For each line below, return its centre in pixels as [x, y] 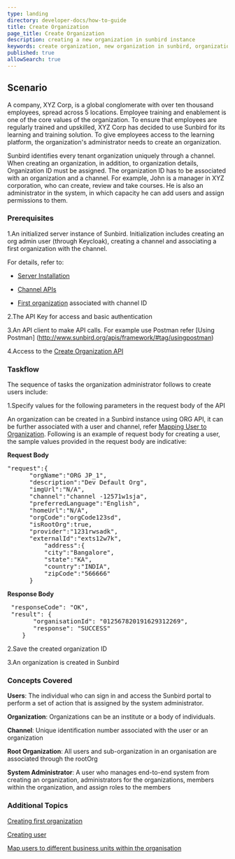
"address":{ [65, 546]
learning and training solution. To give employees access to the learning [111, 135]
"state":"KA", [68, 560]
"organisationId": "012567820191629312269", [111, 622]
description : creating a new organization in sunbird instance [101, 40]
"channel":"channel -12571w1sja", [88, 496]
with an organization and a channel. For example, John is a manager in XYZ [116, 178]
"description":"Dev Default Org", [88, 482]
